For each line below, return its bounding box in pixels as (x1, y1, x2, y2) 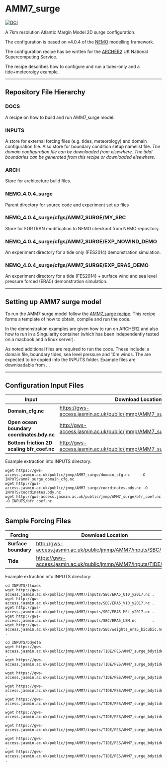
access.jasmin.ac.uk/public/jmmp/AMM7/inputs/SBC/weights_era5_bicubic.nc (5, 627, 164, 632)
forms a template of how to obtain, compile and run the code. (5, 316, 131, 322)
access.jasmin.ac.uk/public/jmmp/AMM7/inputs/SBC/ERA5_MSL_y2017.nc (5, 609, 150, 614)
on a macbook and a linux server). (5, 337, 76, 343)
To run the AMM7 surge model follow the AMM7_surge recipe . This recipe (5, 311, 156, 317)
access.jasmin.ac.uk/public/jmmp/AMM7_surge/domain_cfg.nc (5, 472, 130, 477)
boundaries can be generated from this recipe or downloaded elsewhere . (5, 154, 156, 160)
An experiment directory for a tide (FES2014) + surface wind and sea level (5, 273, 157, 279)
